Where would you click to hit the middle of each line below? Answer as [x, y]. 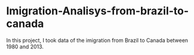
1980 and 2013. [25, 47]
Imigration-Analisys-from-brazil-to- [98, 11]
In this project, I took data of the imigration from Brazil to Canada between [97, 40]
